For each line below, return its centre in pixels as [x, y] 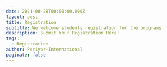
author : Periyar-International [44, 50]
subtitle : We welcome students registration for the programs [84, 28]
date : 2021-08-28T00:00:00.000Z [46, 11]
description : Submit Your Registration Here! [63, 33]
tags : [13, 38]
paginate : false [26, 55]
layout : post [22, 17]
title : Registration [31, 22]
